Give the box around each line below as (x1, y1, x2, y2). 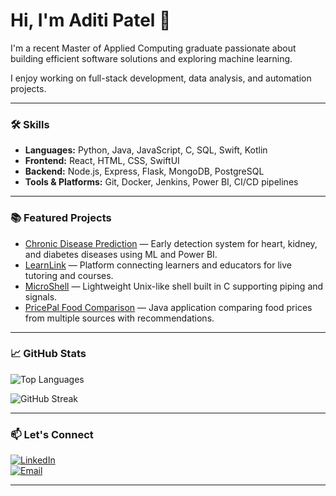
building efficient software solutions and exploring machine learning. (10, 52, 293, 64)
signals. (24, 290, 58, 303)
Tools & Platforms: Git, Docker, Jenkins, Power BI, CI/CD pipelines (24, 176, 299, 188)
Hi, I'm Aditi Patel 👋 (10, 9, 172, 32)
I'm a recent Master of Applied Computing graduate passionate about (10, 42, 297, 54)
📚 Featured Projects (10, 211, 112, 225)
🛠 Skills (10, 117, 50, 131)
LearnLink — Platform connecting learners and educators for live (24, 259, 293, 271)
